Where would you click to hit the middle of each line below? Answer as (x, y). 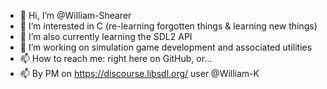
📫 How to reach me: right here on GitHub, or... (116, 58)
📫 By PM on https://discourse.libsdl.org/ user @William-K (139, 73)
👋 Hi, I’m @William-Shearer (75, 15)
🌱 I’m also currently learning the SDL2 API (106, 36)
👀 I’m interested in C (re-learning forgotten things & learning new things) (168, 26)
